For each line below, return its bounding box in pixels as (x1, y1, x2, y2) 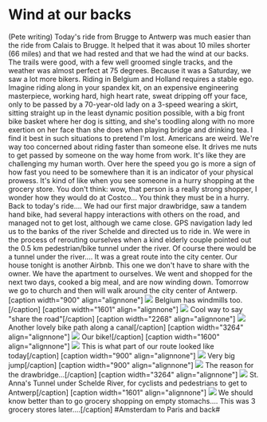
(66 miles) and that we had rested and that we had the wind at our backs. (8, 49, 249, 58)
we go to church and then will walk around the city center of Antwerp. (8, 285, 238, 295)
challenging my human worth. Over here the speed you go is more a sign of (8, 158, 257, 168)
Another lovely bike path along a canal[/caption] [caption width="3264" (8, 322, 244, 332)
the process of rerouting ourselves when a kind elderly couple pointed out (8, 235, 252, 244)
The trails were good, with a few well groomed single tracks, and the (8, 57, 234, 67)
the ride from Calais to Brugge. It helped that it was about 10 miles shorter (8, 40, 251, 49)
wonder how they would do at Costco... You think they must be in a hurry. (8, 193, 249, 202)
